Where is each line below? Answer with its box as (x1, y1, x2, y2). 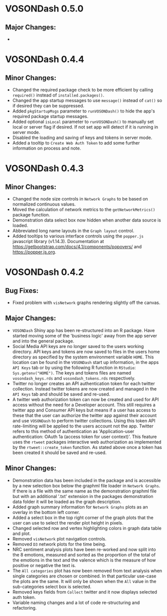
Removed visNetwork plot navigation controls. (12, 535, 106, 541)
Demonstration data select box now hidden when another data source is (12, 217, 161, 223)
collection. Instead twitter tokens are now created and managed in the (12, 385, 157, 391)
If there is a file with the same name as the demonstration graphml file (12, 488, 156, 494)
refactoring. (12, 604, 37, 610)
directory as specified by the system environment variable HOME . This (12, 353, 154, 360)
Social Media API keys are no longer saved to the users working (12, 343, 144, 349)
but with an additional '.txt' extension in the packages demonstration (12, 493, 153, 499)
